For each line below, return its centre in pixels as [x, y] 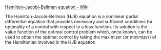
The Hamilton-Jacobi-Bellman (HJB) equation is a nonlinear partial [72, 16]
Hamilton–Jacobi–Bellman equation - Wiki [47, 7]
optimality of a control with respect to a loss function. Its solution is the [76, 27]
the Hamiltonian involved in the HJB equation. [51, 42]
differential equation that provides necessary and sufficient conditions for [79, 22]
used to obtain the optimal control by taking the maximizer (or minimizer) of [81, 37]
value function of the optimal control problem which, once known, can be [79, 32]
